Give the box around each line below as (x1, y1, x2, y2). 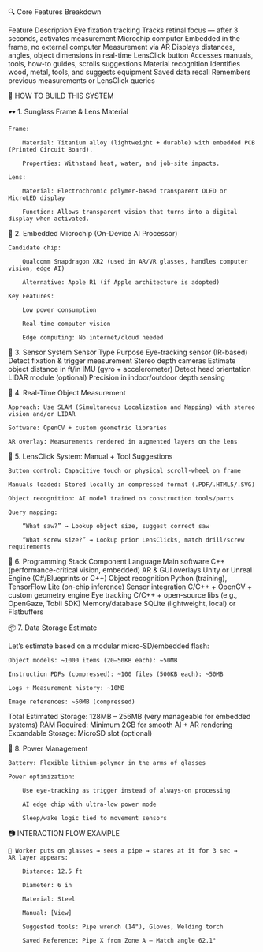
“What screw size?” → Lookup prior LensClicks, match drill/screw (22, 536, 245, 544)
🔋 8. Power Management (8, 744, 88, 753)
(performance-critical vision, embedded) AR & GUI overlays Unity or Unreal (8, 565, 253, 575)
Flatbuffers (8, 607, 44, 617)
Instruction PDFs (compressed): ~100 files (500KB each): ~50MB (8, 670, 224, 678)
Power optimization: (8, 773, 76, 781)
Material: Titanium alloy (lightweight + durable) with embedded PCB (22, 139, 256, 147)
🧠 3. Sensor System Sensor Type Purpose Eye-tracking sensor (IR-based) (8, 347, 248, 357)
